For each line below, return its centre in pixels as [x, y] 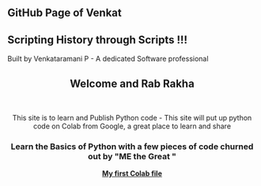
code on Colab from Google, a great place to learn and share [132, 126]
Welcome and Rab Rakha [132, 83]
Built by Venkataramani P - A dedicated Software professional [108, 59]
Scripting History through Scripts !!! [97, 40]
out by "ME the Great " [132, 156]
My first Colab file [132, 173]
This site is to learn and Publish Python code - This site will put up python [132, 118]
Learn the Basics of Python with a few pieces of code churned [132, 147]
